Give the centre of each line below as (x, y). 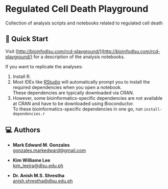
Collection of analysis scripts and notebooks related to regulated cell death (84, 23)
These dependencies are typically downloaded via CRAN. (73, 93)
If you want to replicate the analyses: (44, 66)
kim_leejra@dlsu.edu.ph (38, 166)
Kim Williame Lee (31, 160)
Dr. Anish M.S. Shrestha (39, 175)
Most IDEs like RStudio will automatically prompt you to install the (81, 82)
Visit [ (11, 51)
